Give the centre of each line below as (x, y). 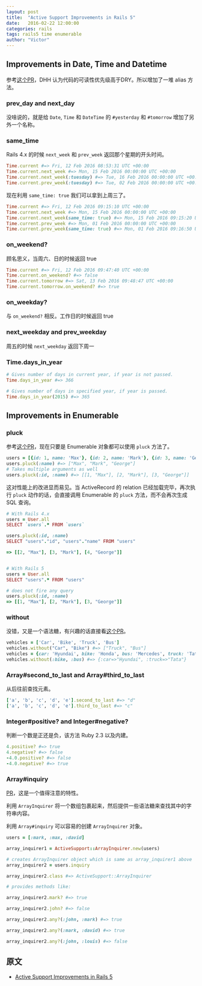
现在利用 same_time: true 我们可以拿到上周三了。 (68, 195)
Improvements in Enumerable (63, 415)
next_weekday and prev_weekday (57, 332)
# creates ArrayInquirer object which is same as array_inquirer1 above (99, 859)
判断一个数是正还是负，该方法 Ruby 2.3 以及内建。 (69, 735)
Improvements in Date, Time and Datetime (87, 64)
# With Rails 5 (25, 568)
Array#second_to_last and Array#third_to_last (75, 675)
